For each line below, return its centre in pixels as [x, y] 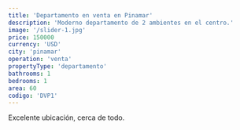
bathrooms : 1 [30, 74]
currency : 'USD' [35, 45]
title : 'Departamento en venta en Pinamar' [81, 15]
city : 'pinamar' [35, 52]
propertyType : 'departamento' [58, 67]
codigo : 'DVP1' [33, 96]
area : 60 [22, 88]
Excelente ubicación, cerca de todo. [66, 117]
